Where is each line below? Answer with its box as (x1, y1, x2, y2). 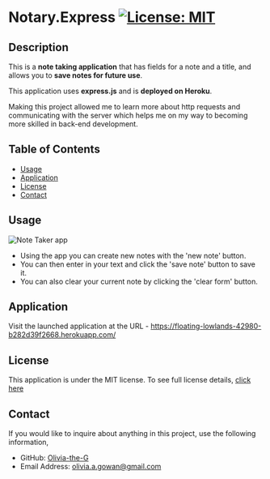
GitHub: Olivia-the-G (19, 453, 89, 463)
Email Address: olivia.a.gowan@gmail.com (19, 462, 162, 472)
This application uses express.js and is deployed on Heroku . (8, 86, 213, 96)
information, (8, 438, 49, 447)
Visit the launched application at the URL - (8, 321, 150, 331)
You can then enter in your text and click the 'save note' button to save (19, 259, 256, 269)
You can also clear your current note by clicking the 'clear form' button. (19, 276, 259, 286)
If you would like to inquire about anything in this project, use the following (8, 429, 256, 438)
